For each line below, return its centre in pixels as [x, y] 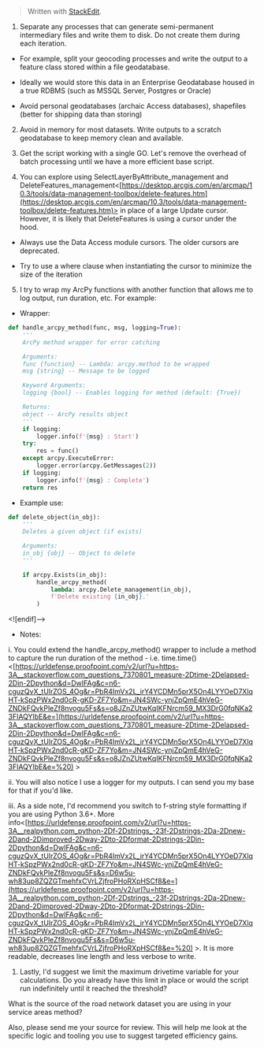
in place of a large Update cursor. [174, 210]
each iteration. [43, 43]
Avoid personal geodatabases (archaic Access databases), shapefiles [133, 106]
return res [40, 488]
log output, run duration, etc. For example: [88, 298]
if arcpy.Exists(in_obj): [65, 574]
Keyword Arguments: [54, 385]
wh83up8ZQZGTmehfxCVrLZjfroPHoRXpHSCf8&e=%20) [100, 948]
